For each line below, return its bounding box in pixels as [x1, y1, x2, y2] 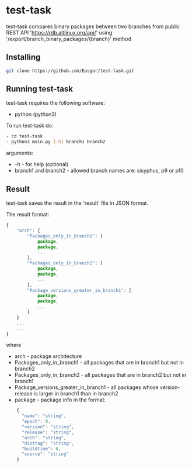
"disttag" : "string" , [21, 440, 75, 446]
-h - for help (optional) [14, 161, 69, 168]
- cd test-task [6, 133, 43, 139]
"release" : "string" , [21, 429, 75, 435]
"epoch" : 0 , [21, 419, 51, 425]
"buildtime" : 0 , [21, 446, 61, 452]
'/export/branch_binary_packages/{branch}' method [6, 35, 131, 42]
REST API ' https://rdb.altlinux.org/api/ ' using [6, 29, 113, 36]
